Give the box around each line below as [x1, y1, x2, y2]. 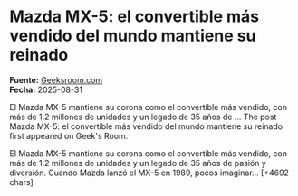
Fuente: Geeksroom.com [9, 74, 103, 85]
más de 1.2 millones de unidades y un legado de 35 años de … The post [9, 111, 277, 122]
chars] [9, 176, 34, 187]
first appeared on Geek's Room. [9, 130, 129, 141]
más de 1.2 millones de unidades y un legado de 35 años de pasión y [9, 157, 267, 168]
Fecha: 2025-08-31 [9, 84, 83, 95]
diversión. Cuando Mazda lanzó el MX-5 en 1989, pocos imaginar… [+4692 [9, 167, 290, 178]
